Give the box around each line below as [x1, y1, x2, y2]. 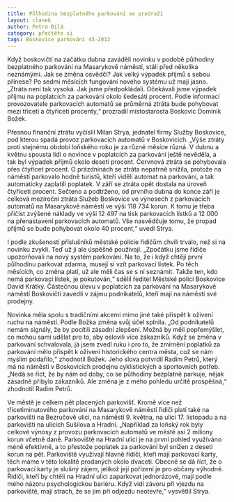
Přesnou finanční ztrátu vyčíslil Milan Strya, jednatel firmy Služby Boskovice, [7, 128, 226, 137]
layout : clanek [7, 17, 52, 24]
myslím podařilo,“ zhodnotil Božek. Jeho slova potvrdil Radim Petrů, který [7, 355, 218, 363]
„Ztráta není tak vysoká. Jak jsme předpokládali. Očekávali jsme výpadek [7, 85, 217, 93]
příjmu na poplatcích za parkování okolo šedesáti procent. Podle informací [7, 92, 220, 101]
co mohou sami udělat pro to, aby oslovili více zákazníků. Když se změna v [7, 333, 221, 342]
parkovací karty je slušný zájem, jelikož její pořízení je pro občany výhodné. [7, 465, 224, 473]
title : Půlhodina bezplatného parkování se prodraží [7, 10, 164, 17]
